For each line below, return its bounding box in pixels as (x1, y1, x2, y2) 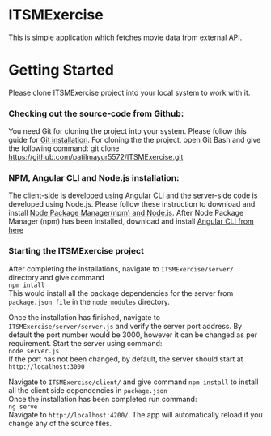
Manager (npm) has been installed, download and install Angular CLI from (8, 216, 255, 226)
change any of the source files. (8, 418, 112, 428)
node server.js (8, 347, 60, 355)
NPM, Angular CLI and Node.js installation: (8, 173, 180, 184)
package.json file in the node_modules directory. (8, 297, 170, 306)
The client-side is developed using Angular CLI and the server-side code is (8, 190, 258, 200)
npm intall (8, 281, 45, 289)
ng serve (8, 403, 38, 411)
